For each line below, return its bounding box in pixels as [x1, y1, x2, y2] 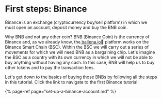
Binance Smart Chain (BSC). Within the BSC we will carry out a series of [5, 44, 149, 50]
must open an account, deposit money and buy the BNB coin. [5, 24, 128, 30]
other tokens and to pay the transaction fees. [5, 64, 95, 71]
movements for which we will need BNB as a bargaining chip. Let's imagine [5, 49, 155, 55]
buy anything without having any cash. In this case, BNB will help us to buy [5, 59, 155, 65]
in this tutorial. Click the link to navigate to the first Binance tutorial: [5, 79, 139, 85]
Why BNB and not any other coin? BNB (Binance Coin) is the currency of [5, 34, 150, 40]
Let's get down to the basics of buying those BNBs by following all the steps [5, 74, 157, 80]
